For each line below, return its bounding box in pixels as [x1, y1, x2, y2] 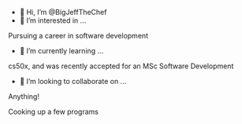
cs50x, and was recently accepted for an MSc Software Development [8, 61, 234, 71]
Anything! [8, 92, 39, 101]
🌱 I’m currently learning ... [19, 46, 104, 55]
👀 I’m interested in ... [19, 16, 87, 25]
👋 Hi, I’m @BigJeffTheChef [19, 8, 107, 16]
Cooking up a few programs [8, 107, 99, 116]
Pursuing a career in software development [8, 31, 148, 40]
